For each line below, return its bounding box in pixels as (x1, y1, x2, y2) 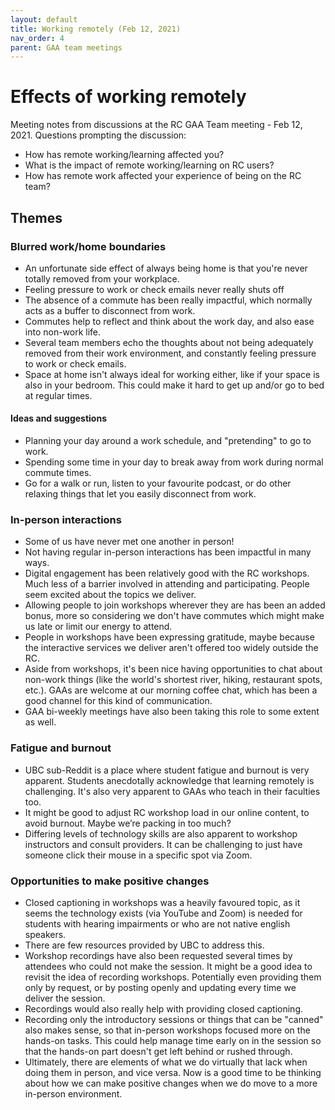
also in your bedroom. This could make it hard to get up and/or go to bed (24, 379, 325, 391)
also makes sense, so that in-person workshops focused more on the (24, 1024, 311, 1036)
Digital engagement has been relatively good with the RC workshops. (24, 567, 310, 580)
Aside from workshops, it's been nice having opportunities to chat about (24, 663, 323, 675)
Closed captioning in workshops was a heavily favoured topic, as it (24, 896, 301, 908)
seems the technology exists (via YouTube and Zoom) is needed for (24, 907, 303, 919)
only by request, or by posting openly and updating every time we (24, 981, 297, 993)
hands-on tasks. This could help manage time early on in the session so (24, 1034, 322, 1046)
